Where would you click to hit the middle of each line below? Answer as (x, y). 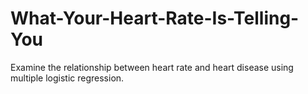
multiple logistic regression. (67, 78)
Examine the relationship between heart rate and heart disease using (152, 67)
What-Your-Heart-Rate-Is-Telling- (155, 18)
